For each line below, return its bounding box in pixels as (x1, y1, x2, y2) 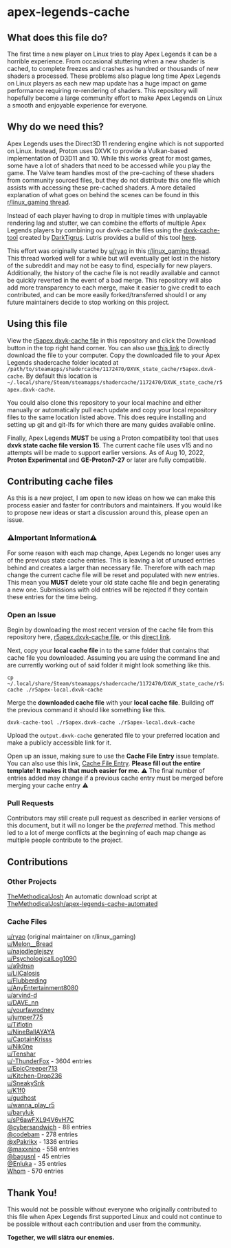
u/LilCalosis (7, 969, 40, 978)
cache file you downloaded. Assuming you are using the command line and (7, 654, 220, 662)
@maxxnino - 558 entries (7, 1145, 79, 1154)
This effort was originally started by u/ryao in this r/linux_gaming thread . (7, 246, 211, 255)
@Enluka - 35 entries (7, 1160, 67, 1168)
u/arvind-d (7, 991, 38, 1000)
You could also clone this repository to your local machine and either (7, 398, 201, 407)
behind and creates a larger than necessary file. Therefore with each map (7, 563, 216, 572)
